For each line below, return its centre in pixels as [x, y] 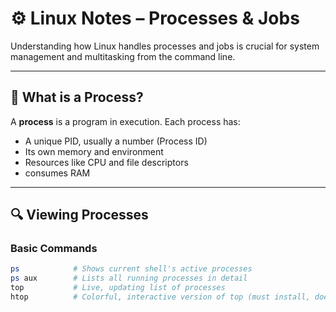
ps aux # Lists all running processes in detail [129, 278]
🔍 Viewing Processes [79, 215]
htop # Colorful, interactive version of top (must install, [160, 297]
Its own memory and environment [94, 151]
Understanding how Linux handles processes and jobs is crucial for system [165, 46]
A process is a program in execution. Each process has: [125, 121]
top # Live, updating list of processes [118, 288]
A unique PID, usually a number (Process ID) [116, 141]
